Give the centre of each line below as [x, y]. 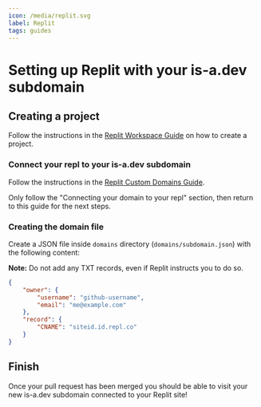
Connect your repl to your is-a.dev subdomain [100, 164]
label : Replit [32, 23]
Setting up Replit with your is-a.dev [128, 70]
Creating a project [54, 116]
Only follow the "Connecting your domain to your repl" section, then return [131, 197]
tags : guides [30, 30]
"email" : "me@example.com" [82, 305]
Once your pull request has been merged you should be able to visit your [128, 386]
